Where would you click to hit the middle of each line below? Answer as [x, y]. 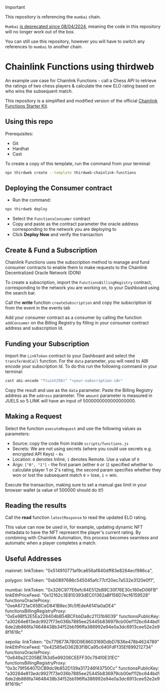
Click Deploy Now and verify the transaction [57, 235]
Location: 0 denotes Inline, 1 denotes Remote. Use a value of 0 [76, 459]
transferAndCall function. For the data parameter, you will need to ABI [77, 361]
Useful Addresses [33, 558]
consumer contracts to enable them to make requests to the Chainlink [76, 268]
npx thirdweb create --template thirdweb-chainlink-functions [71, 173]
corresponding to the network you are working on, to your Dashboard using [82, 288]
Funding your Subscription [47, 344]
